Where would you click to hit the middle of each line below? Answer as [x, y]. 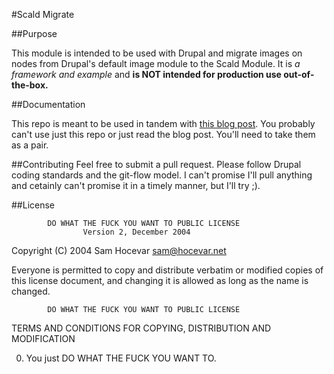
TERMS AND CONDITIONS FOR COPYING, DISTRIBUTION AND [141, 328]
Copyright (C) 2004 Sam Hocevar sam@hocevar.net [119, 250]
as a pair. [30, 145]
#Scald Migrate [43, 14]
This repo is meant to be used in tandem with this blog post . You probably [163, 123]
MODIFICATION [43, 338]
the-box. [30, 85]
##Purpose [34, 33]
